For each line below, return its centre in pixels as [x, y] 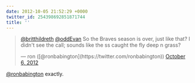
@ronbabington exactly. [35, 74]
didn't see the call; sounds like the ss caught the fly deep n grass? [100, 45]
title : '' [18, 22]
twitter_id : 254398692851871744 [46, 17]
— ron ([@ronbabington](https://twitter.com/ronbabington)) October [103, 57]
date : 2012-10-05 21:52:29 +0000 [47, 11]
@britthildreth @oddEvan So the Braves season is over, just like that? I [105, 39]
